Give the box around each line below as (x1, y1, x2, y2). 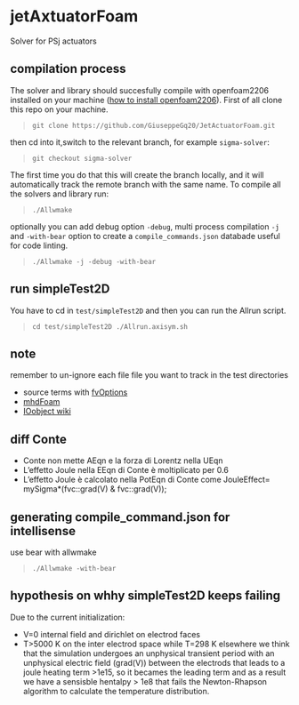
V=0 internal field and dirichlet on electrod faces (22, 629, 201, 639)
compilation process (10, 61, 127, 76)
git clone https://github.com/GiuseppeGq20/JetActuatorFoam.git (31, 121, 276, 130)
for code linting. (10, 240, 69, 251)
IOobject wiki (22, 406, 72, 417)
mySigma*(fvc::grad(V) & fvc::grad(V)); (22, 484, 167, 494)
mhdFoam (22, 397, 61, 407)
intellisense (10, 523, 77, 539)
